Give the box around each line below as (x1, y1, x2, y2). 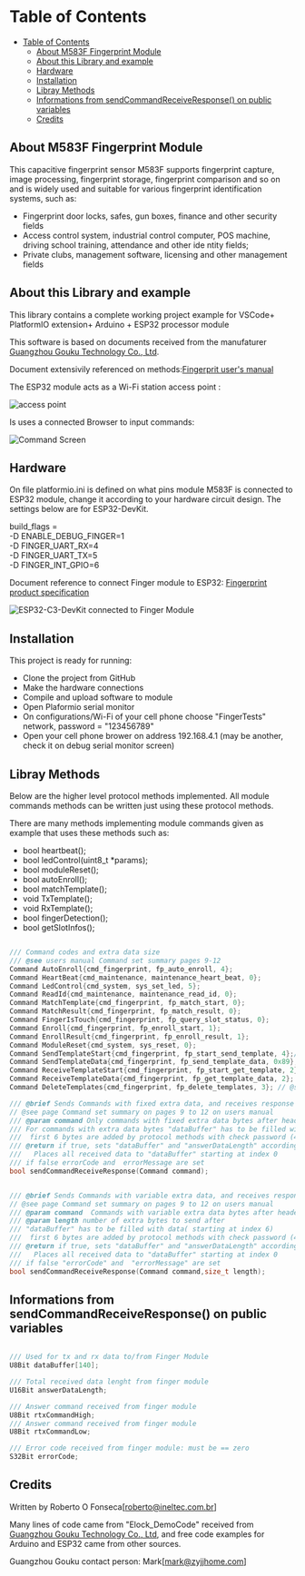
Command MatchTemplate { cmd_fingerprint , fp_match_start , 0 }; (9, 999, 246, 1008)
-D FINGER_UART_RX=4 (9, 540, 99, 551)
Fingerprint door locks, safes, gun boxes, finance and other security (22, 211, 278, 222)
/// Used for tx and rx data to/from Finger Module (9, 1353, 209, 1362)
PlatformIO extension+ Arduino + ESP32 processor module (9, 319, 230, 330)
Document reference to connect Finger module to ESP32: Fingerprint (9, 577, 268, 588)
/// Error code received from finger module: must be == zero (9, 1443, 250, 1453)
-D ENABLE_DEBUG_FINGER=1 (9, 531, 125, 542)
